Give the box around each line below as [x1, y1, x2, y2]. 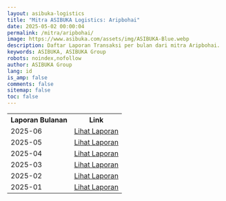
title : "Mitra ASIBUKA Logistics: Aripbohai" [7, 17, 140, 23]
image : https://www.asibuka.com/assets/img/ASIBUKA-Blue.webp [7, 36, 189, 43]
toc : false [7, 94, 39, 100]
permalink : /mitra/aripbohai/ [7, 29, 94, 36]
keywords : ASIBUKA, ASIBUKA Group [7, 49, 107, 56]
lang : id [7, 67, 32, 74]
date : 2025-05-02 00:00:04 [7, 23, 85, 30]
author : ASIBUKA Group [7, 61, 72, 68]
